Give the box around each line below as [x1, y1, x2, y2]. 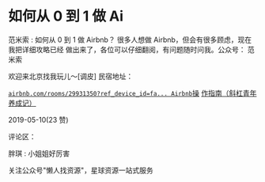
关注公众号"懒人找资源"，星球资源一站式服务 [8, 165, 154, 175]
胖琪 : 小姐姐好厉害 [8, 148, 70, 158]
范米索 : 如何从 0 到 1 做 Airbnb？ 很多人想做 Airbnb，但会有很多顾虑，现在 [8, 35, 252, 44]
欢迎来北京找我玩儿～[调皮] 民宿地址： [8, 71, 134, 81]
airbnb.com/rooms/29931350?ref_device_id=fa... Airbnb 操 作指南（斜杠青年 [8, 88, 257, 97]
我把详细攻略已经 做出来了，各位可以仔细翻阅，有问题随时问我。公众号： [8, 44, 246, 54]
